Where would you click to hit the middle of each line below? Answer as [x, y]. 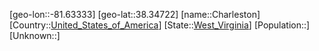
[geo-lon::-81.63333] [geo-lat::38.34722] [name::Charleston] [135, 14]
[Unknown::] [35, 35]
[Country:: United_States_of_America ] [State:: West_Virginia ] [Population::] [160, 25]
